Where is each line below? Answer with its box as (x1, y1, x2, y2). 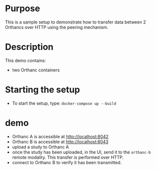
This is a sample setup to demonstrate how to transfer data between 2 (5, 19, 146, 25)
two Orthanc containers (12, 67, 60, 73)
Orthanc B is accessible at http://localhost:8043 (12, 139, 109, 145)
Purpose (5, 3, 40, 14)
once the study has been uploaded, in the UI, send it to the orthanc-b (12, 149, 151, 155)
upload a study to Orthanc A (12, 144, 69, 149)
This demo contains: (5, 57, 46, 64)
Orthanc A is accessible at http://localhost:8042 (12, 133, 109, 139)
